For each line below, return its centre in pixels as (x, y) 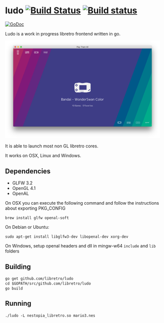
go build (14, 288)
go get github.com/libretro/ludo (39, 279)
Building (18, 267)
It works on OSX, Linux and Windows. (43, 156)
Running (18, 304)
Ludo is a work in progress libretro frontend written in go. (63, 34)
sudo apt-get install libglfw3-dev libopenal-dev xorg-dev (67, 237)
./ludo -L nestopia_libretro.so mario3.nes (50, 316)
